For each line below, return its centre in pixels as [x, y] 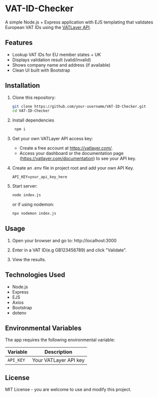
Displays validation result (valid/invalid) [52, 60]
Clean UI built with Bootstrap [41, 70]
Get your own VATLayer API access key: [53, 139]
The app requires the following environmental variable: [60, 340]
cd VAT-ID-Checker [31, 111]
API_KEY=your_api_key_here [40, 177]
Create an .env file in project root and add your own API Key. [73, 168]
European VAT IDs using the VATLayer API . [48, 27]
